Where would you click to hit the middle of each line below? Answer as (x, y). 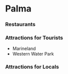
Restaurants (20, 24)
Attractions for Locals (32, 67)
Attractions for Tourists (34, 38)
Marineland (24, 48)
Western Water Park (33, 54)
